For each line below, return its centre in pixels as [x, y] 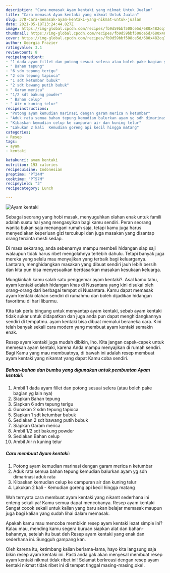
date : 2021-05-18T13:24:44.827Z [40, 24]
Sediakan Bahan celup [36, 436]
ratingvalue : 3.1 [24, 48]
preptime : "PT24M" [25, 174]
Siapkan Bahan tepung [37, 399]
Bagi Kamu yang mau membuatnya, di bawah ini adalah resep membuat [80, 353]
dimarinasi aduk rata [34, 476]
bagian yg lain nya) [33, 393]
